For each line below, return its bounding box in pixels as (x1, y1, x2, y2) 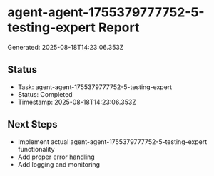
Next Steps (7, 118, 58, 130)
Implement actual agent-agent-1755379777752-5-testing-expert (17, 137, 208, 146)
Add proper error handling (17, 152, 95, 161)
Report (98, 19, 140, 36)
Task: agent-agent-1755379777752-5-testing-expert (17, 83, 173, 91)
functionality (17, 145, 55, 153)
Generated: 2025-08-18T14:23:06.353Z (7, 43, 124, 51)
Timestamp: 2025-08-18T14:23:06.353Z (17, 98, 137, 106)
